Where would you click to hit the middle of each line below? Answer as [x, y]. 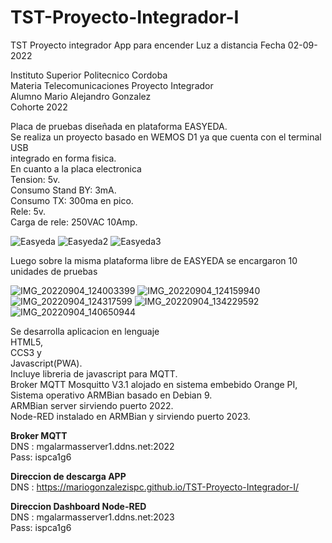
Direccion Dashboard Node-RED [78, 506]
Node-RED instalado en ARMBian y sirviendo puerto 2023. [130, 416]
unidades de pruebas [54, 271]
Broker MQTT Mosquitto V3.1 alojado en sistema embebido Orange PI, [154, 384]
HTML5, [26, 342]
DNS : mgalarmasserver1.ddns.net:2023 [92, 517]
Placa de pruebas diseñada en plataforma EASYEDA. [119, 126]
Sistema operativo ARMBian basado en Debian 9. [111, 395]
